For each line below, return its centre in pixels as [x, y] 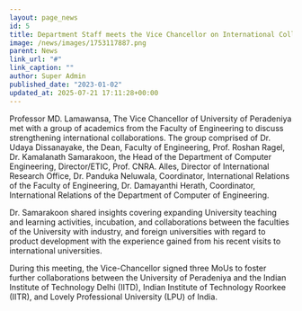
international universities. [56, 250]
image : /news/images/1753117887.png [78, 43]
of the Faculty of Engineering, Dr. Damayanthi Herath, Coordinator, [133, 185]
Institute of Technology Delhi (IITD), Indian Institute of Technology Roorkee [148, 287]
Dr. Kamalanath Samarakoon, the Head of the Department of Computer [141, 156]
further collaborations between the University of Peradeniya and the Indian [148, 277]
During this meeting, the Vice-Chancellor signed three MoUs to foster [138, 268]
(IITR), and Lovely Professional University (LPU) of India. [114, 297]
